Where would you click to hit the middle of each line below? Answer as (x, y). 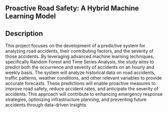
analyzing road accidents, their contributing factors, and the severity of (79, 51)
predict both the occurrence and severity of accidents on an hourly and (80, 67)
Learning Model (31, 16)
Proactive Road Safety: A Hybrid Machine (72, 8)
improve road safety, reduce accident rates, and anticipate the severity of (82, 89)
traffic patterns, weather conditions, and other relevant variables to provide (83, 78)
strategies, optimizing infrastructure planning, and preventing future (76, 100)
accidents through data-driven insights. (46, 105)
